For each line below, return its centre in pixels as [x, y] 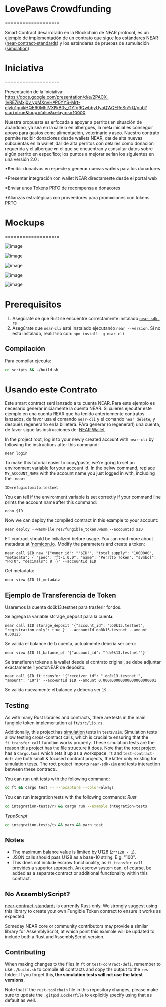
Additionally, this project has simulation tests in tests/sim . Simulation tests [81, 732]
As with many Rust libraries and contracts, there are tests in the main [75, 717]
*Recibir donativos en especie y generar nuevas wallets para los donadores [83, 168]
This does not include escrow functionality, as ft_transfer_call [78, 863]
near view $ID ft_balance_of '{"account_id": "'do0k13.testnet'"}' [76, 653]
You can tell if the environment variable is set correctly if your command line [83, 497]
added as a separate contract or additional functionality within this [80, 873]
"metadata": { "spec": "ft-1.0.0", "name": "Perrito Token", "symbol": [81, 558]
